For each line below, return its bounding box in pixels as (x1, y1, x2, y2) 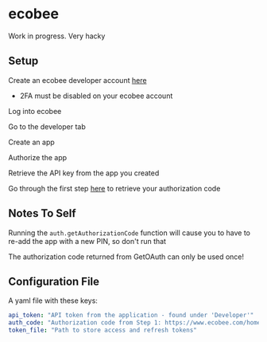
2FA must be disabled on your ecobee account (19, 91, 173, 100)
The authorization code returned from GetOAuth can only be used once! (8, 252, 245, 261)
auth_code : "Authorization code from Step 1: (8, 319, 161, 327)
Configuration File (8, 274, 100, 288)
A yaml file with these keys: (8, 296, 98, 305)
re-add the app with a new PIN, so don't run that (8, 236, 167, 246)
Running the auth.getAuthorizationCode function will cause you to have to (8, 228, 250, 238)
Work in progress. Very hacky (8, 31, 106, 41)
